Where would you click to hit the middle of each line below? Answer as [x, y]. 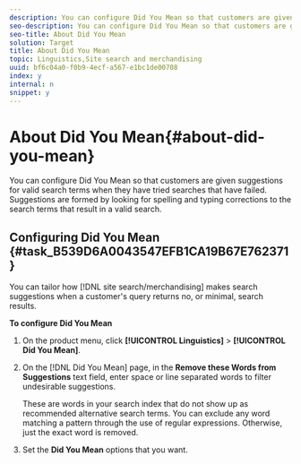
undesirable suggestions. [69, 387]
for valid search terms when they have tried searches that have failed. [138, 190]
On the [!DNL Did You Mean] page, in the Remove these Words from [149, 367]
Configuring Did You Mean [85, 237]
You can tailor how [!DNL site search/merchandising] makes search [133, 287]
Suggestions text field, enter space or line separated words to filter [146, 377]
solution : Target [42, 43]
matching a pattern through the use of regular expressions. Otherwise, [152, 423]
